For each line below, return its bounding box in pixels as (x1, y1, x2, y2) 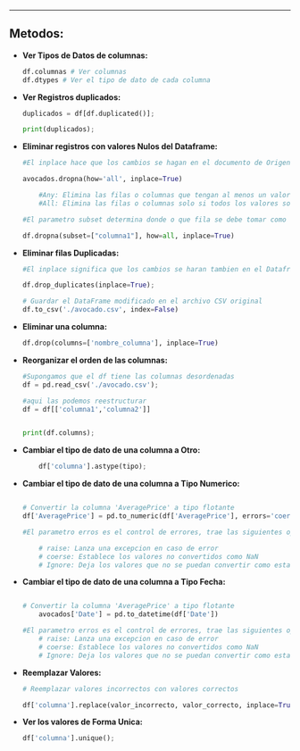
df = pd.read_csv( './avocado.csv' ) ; (21, 380, 159, 389)
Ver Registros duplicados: (21, 91, 121, 103)
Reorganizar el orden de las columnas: (21, 355, 168, 365)
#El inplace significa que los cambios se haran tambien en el (21, 264, 263, 273)
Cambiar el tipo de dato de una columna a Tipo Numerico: (21, 479, 240, 489)
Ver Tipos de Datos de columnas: (21, 50, 148, 61)
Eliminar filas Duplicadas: (21, 247, 120, 258)
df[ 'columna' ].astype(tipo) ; (38, 462, 147, 471)
